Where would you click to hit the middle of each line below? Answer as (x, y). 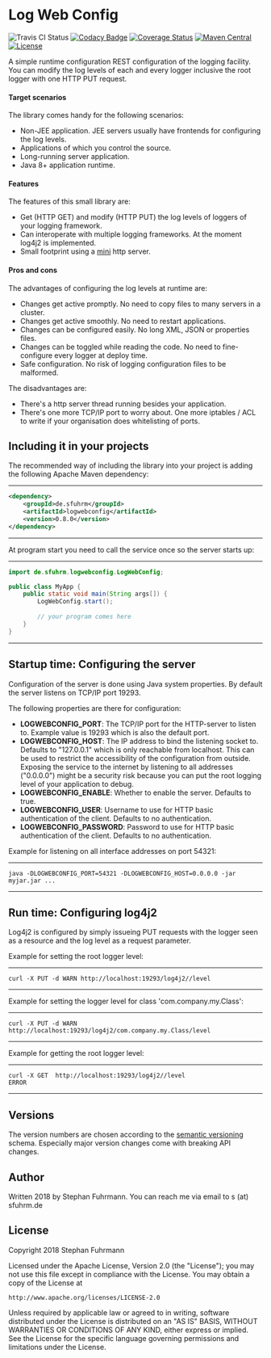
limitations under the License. (57, 1347)
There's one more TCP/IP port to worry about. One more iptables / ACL (138, 412)
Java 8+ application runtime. (67, 165)
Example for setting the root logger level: (76, 956)
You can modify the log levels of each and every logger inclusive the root (130, 69)
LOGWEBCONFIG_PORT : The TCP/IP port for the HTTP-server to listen (138, 724)
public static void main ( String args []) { (95, 594)
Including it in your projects (79, 446)
